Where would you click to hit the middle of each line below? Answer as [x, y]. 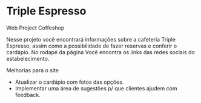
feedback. [28, 95]
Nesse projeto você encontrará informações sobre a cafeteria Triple [91, 39]
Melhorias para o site [33, 70]
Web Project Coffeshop [35, 28]
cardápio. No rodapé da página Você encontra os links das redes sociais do [100, 52]
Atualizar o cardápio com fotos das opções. [69, 82]
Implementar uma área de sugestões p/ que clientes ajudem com [96, 88]
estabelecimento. [28, 58]
